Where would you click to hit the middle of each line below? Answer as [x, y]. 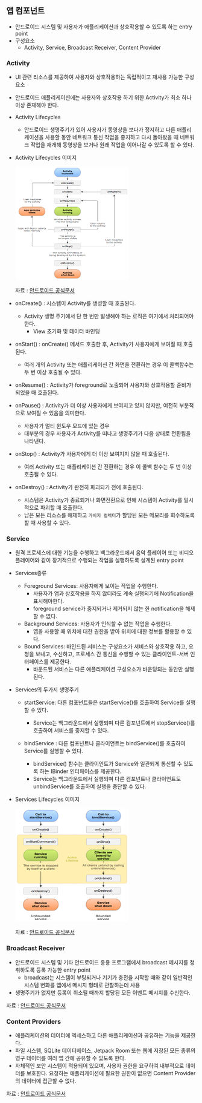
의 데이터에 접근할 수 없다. [46, 1081]
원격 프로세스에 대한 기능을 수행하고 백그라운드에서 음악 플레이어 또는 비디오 [104, 553]
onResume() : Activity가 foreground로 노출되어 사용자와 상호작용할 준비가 [103, 385]
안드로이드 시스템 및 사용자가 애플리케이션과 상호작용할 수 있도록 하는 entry [103, 27]
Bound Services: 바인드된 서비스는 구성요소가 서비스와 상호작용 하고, [106, 647]
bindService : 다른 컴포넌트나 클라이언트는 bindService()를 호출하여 [105, 743]
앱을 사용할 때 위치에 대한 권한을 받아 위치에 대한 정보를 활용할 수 [109, 631]
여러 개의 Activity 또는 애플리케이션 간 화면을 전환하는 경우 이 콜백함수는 [109, 364]
